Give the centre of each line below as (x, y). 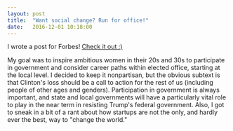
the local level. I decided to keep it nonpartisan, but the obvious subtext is (114, 75)
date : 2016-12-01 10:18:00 (50, 27)
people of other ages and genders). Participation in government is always (113, 90)
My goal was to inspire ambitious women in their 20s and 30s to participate (116, 60)
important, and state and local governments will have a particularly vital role (117, 97)
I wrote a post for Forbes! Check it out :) (65, 47)
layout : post (26, 14)
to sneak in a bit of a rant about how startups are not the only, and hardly (113, 112)
